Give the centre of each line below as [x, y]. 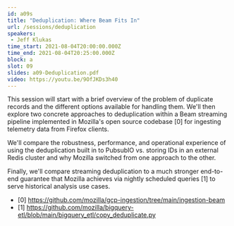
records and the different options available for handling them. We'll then [112, 107]
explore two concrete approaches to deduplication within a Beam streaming [117, 114]
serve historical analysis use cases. [59, 187]
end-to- [212, 171]
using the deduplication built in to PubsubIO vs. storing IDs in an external [113, 150]
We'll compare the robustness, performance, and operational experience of [117, 143]
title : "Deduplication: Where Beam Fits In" [74, 20]
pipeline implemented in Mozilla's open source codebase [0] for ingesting [114, 122]
